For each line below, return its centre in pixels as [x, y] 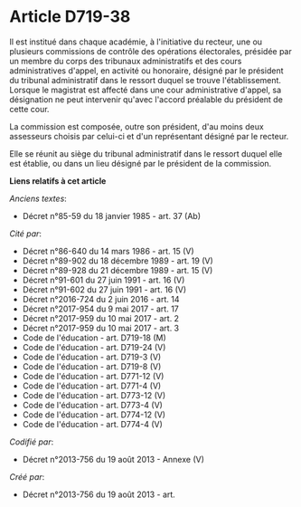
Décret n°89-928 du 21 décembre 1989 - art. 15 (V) [118, 270]
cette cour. [29, 109]
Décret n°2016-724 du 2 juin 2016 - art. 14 [101, 299]
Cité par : [26, 234]
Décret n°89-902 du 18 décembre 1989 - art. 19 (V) [118, 261]
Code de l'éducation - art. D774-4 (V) [92, 424]
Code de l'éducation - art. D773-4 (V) [92, 405]
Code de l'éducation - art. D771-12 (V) [93, 376]
